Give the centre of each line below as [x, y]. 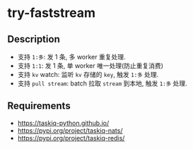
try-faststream [51, 13]
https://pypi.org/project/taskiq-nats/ [70, 130]
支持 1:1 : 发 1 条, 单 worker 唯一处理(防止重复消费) [90, 66]
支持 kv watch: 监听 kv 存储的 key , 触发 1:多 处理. [88, 74]
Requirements [39, 106]
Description [34, 39]
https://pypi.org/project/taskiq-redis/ [71, 138]
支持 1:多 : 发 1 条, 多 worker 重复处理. [71, 57]
